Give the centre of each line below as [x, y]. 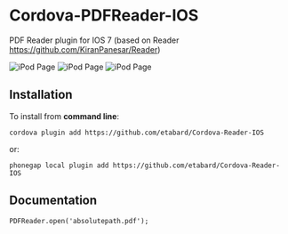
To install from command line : [64, 116]
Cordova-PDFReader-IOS [104, 16]
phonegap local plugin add [59, 165]
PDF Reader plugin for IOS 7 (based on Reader [94, 40]
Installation [41, 95]
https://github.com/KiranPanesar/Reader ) [85, 49]
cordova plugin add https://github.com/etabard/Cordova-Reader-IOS [137, 133]
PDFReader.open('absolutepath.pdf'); [79, 221]
